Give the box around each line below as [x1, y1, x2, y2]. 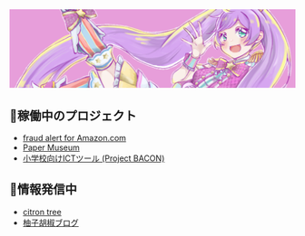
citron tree [22, 206, 62, 217]
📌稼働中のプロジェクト [9, 108, 137, 123]
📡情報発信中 [9, 182, 77, 197]
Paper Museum [22, 142, 80, 153]
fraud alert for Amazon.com [22, 133, 127, 144]
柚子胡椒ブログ [22, 217, 79, 228]
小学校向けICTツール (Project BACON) [22, 153, 165, 164]
